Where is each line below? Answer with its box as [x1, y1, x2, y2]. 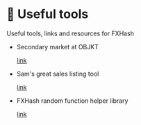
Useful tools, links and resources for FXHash [6, 29, 135, 37]
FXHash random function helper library [16, 97, 128, 105]
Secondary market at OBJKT [16, 42, 99, 51]
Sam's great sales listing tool [16, 69, 99, 78]
